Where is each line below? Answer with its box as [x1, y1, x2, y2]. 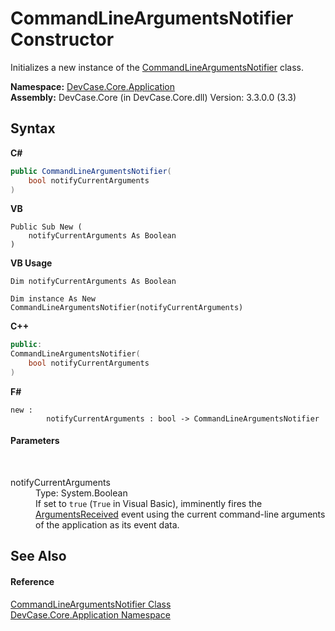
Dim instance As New [10, 294, 97, 304]
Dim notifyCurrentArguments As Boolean [10, 277, 177, 287]
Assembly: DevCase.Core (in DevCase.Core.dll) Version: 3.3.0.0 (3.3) [10, 91, 297, 103]
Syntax [10, 120, 56, 137]
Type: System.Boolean [35, 487, 128, 499]
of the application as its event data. [35, 519, 180, 531]
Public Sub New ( [10, 222, 83, 232]
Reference [10, 576, 55, 588]
